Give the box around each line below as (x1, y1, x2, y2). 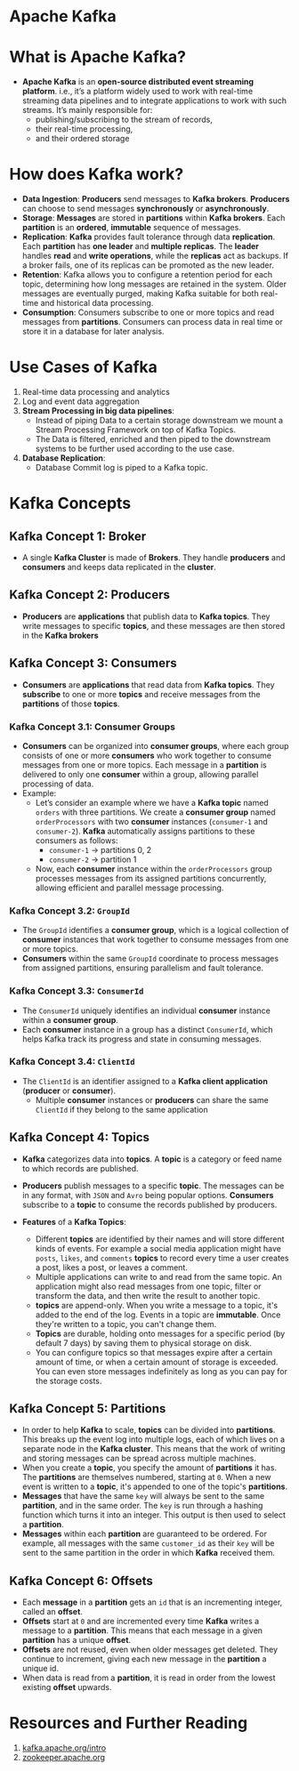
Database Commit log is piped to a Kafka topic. (35, 463, 208, 472)
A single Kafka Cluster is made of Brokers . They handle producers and (21, 552, 287, 562)
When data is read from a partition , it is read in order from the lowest (21, 1672, 276, 1683)
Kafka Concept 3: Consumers (9, 656, 178, 671)
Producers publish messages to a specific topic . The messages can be (21, 1180, 285, 1191)
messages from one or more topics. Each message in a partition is (21, 759, 267, 770)
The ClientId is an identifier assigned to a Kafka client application (21, 1075, 269, 1086)
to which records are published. (21, 1163, 140, 1173)
